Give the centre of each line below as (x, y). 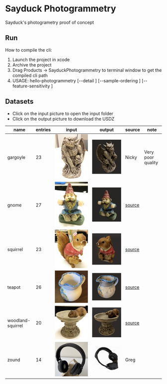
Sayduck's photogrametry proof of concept (50, 22)
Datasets (19, 101)
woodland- (19, 320)
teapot (14, 287)
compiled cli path (30, 75)
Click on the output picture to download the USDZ (63, 119)
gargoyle (16, 157)
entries (43, 130)
